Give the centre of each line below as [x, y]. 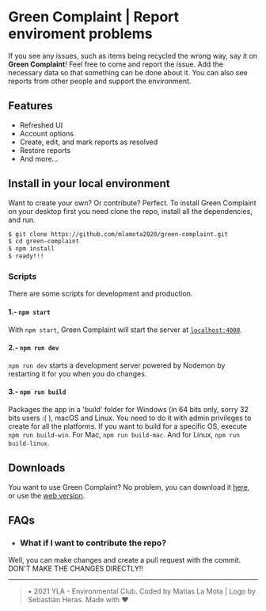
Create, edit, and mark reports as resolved [89, 142]
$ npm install [32, 249]
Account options [46, 133]
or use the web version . [47, 495]
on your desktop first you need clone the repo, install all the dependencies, [131, 211]
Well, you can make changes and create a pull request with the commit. [125, 560]
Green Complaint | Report [94, 17]
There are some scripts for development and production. [101, 294]
